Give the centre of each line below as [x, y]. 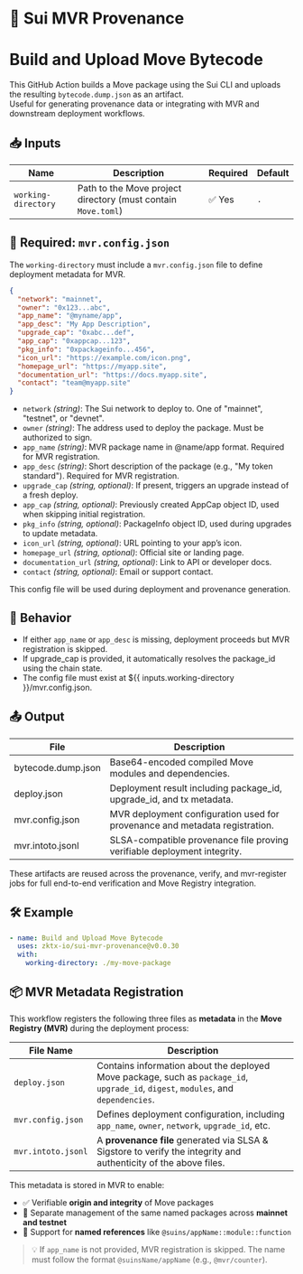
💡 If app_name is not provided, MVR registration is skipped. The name [158, 1249]
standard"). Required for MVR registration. [101, 476]
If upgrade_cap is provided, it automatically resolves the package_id [149, 658]
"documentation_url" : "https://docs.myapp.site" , [112, 375]
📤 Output [37, 717]
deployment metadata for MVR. [68, 274]
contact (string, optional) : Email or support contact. [118, 572]
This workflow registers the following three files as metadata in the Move [146, 1018]
